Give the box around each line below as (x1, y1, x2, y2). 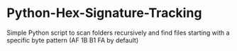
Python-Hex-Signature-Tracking (6, 5, 202, 21)
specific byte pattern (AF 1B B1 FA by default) (6, 35, 139, 44)
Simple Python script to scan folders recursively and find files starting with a (6, 28, 230, 37)
